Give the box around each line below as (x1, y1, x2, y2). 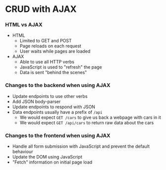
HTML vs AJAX (5, 21, 43, 28)
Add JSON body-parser (12, 98, 61, 104)
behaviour (12, 149, 33, 155)
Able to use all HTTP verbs (19, 59, 75, 65)
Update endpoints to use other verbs (12, 93, 88, 99)
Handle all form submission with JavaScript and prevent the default (12, 143, 150, 150)
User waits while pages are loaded (19, 48, 91, 54)
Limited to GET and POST (19, 38, 72, 44)
